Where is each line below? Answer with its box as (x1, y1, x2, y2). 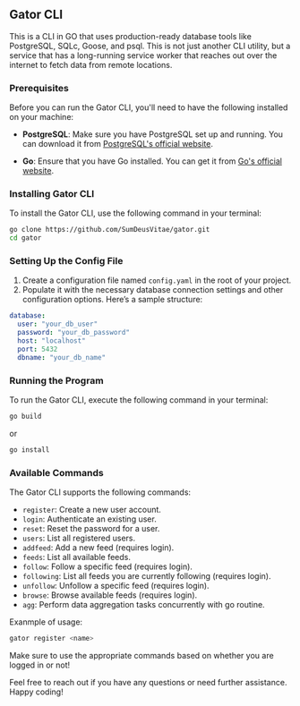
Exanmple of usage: (9, 617, 83, 627)
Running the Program (9, 374, 105, 387)
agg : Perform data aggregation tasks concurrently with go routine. (21, 600, 266, 610)
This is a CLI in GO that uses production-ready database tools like (9, 30, 253, 41)
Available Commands (9, 466, 105, 479)
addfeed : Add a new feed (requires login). (21, 542, 175, 553)
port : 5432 (17, 344, 58, 353)
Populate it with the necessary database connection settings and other (21, 285, 284, 295)
